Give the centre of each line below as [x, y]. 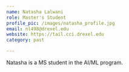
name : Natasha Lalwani [35, 12]
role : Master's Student [36, 18]
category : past [25, 40]
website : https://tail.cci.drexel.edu [55, 34]
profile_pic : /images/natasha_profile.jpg [61, 23]
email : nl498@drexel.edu [38, 29]
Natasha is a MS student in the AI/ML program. [64, 62]
